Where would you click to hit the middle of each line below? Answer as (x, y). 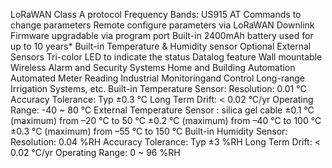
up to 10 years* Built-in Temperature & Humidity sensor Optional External (161, 46)
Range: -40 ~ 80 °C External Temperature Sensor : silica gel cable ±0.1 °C (162, 110)
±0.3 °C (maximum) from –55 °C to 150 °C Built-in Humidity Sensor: (149, 131)
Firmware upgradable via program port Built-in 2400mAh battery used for (162, 35)
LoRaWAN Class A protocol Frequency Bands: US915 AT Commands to (156, 14)
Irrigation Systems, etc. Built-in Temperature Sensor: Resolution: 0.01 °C (158, 88)
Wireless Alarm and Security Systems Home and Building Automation (153, 67)
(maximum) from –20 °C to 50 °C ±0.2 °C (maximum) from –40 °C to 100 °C (166, 120)
